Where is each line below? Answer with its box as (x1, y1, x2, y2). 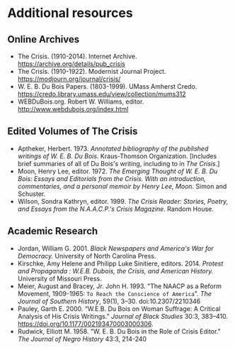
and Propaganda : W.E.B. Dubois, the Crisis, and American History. (17, 266, 214, 275)
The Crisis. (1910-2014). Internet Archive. (17, 52, 137, 60)
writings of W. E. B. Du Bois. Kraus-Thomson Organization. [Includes (17, 151, 217, 160)
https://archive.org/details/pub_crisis (17, 60, 125, 68)
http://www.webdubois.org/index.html (17, 105, 129, 113)
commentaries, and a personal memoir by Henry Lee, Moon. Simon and (17, 182, 227, 190)
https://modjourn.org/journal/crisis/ (17, 75, 121, 83)
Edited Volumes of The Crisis (7, 126, 138, 138)
